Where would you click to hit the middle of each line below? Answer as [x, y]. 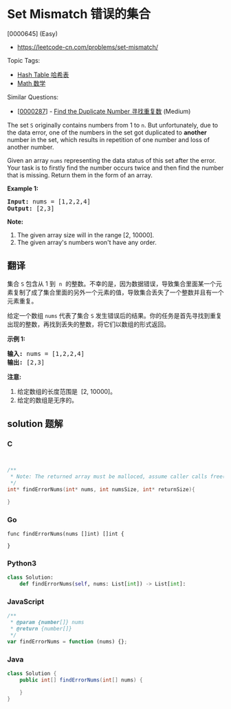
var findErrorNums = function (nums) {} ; [67, 641]
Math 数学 [31, 83]
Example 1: [23, 188]
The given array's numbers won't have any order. [87, 242]
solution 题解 [35, 424]
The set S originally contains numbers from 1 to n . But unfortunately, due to [113, 125]
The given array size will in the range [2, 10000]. [86, 234]
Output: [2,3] [31, 208]
